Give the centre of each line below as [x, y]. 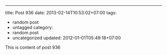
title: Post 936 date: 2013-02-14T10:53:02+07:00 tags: [61, 13]
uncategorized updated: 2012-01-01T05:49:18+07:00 [66, 38]
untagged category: [33, 27]
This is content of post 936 [33, 47]
